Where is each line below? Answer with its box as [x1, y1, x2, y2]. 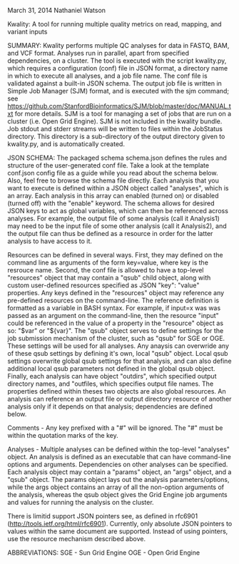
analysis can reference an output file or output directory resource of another [7, 395, 232, 403]
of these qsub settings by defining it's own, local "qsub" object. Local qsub [7, 349, 228, 357]
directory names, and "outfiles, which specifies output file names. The [7, 379, 214, 388]
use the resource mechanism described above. [7, 535, 146, 543]
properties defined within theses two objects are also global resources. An [7, 387, 226, 395]
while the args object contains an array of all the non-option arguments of [7, 483, 225, 491]
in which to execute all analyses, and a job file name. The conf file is [7, 71, 208, 80]
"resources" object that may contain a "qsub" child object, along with [7, 274, 211, 282]
